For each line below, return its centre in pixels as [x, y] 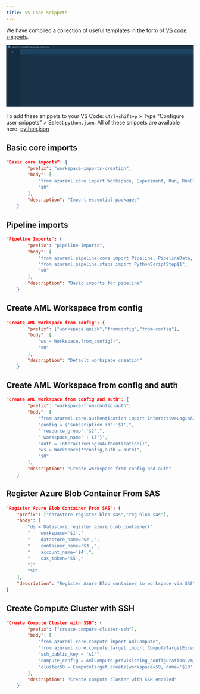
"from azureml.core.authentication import [91, 419]
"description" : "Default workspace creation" [85, 360]
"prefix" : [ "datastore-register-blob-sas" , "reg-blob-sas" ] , [93, 515]
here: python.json [28, 129]
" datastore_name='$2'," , [64, 540]
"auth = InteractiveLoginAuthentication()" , [94, 444]
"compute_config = [61, 661]
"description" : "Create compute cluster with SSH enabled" [102, 680]
